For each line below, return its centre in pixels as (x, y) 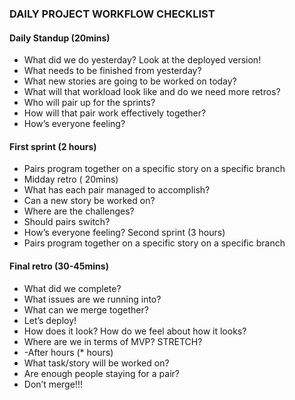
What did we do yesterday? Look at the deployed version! (142, 60)
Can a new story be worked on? (89, 201)
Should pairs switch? (67, 222)
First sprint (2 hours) (53, 146)
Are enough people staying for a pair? (102, 373)
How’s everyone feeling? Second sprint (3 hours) (124, 233)
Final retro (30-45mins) (59, 266)
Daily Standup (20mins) (60, 38)
